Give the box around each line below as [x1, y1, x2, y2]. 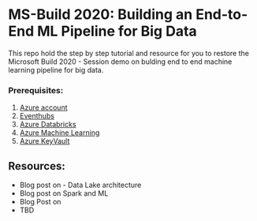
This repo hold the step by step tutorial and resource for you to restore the [8, 48, 250, 58]
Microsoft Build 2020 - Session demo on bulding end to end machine [8, 57, 233, 66]
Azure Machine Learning [19, 128, 100, 137]
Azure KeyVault [19, 137, 70, 146]
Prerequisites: [8, 84, 64, 96]
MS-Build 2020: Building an [8, 6, 193, 24]
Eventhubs [19, 111, 55, 121]
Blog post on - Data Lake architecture [19, 180, 142, 190]
